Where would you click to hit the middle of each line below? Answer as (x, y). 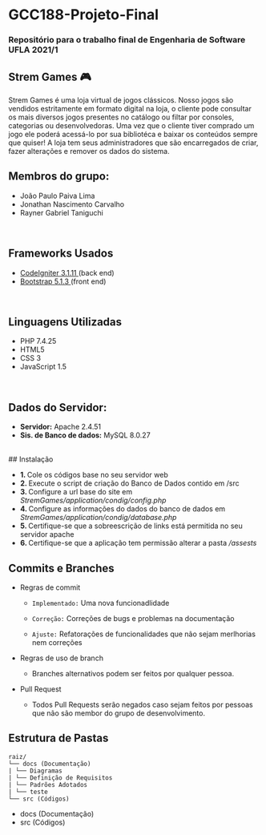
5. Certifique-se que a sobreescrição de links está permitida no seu (131, 526)
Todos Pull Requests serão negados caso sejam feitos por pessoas (143, 704)
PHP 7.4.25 (38, 341)
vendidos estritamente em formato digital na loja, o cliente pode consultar (130, 108)
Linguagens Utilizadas (65, 322)
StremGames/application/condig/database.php (98, 518)
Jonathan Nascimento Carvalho (72, 204)
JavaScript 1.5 (43, 367)
